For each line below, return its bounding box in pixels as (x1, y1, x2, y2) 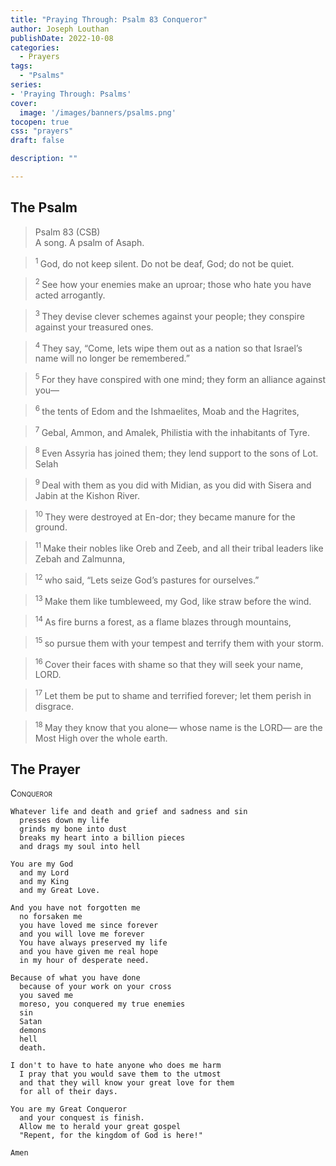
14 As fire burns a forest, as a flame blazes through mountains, (34, 614, 292, 628)
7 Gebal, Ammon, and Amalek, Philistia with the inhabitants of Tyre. (34, 424, 310, 438)
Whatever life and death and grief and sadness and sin (10, 807, 248, 817)
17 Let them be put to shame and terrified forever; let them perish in (34, 688, 312, 701)
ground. (34, 521, 68, 533)
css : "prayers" (10, 126, 74, 136)
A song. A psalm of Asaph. (34, 236, 145, 248)
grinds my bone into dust (19, 824, 128, 835)
